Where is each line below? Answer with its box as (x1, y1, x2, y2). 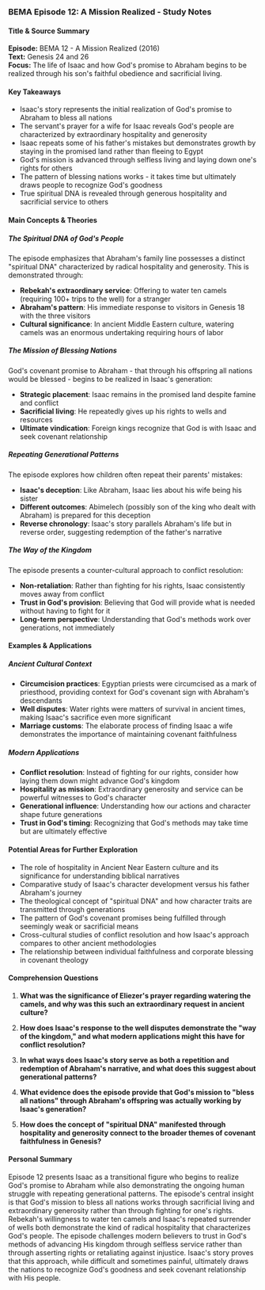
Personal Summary (8, 1155, 73, 1164)
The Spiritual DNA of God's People (8, 233, 124, 243)
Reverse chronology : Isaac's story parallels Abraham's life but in (19, 518, 232, 529)
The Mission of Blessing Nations (8, 345, 117, 355)
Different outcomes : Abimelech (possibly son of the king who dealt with (19, 502, 256, 511)
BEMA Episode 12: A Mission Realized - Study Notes (8, 6, 212, 17)
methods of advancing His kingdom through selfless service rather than (8, 1239, 243, 1249)
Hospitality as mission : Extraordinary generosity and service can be (19, 784, 244, 794)
